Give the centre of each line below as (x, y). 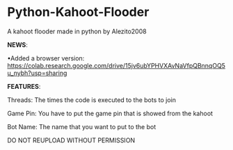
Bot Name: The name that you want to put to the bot (82, 126)
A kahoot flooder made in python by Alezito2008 (77, 31)
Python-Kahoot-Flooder (78, 12)
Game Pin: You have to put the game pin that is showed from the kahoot (110, 113)
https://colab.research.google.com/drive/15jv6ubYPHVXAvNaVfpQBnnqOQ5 (116, 65)
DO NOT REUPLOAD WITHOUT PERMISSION (71, 140)
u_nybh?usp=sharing (37, 73)
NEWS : (17, 44)
